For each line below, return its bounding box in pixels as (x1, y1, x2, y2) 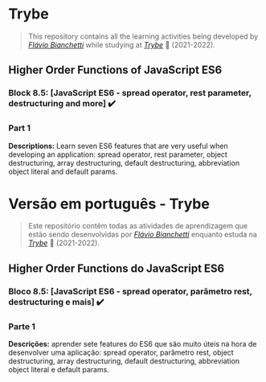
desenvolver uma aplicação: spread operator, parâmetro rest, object (8, 347, 235, 358)
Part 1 (8, 122, 31, 133)
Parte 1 (8, 321, 36, 332)
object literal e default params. (8, 365, 110, 375)
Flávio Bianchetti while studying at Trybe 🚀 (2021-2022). (27, 39, 215, 49)
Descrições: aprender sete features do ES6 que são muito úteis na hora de (8, 339, 257, 349)
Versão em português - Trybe (8, 195, 211, 213)
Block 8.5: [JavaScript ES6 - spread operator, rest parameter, (8, 88, 252, 99)
